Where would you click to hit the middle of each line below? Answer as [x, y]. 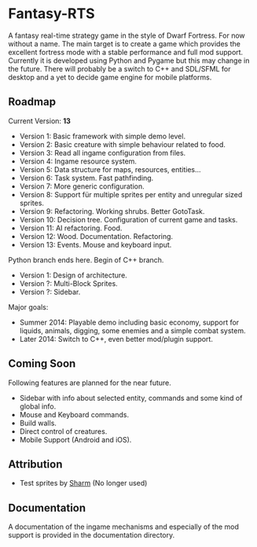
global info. [38, 406]
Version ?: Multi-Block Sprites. [68, 283]
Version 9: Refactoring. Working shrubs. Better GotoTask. [112, 211]
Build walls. [38, 423]
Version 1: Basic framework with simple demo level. [103, 136]
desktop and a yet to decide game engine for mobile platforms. [110, 77]
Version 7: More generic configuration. [82, 186]
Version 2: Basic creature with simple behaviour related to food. [123, 144]
